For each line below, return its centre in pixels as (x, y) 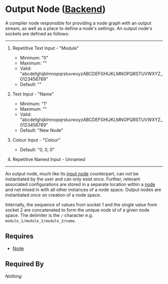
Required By (24, 264)
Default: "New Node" (41, 130)
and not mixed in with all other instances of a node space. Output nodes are (83, 189)
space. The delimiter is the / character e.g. (49, 215)
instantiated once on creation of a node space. (53, 195)
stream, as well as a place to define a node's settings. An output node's (79, 28)
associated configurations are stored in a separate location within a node (80, 184)
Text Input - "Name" (33, 94)
